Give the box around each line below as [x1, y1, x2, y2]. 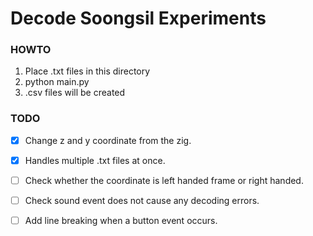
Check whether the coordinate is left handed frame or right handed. [24, 174, 304, 186]
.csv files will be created [24, 87, 126, 99]
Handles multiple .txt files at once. [24, 154, 166, 166]
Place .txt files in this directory [24, 65, 151, 77]
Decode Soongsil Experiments [10, 7, 267, 30]
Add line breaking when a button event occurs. [24, 215, 218, 227]
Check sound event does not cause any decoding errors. [24, 194, 260, 206]
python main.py [24, 76, 90, 88]
